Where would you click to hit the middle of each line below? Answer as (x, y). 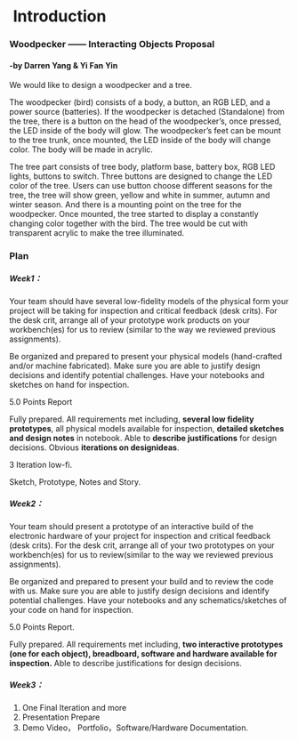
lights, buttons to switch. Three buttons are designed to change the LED (141, 176)
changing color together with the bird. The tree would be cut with (129, 223)
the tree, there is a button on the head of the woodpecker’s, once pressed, (145, 121)
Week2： (27, 503)
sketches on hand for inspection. (69, 385)
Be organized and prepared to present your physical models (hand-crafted (146, 357)
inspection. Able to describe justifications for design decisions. (125, 664)
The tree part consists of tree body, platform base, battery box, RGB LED (142, 167)
